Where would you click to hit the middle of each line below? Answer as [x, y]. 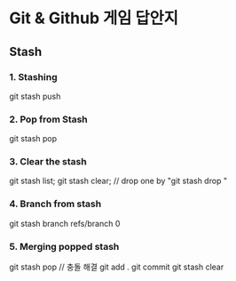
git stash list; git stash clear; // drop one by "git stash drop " [118, 181]
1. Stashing [33, 76]
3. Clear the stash [48, 162]
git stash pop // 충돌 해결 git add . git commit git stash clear [117, 267]
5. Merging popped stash [64, 246]
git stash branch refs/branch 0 [65, 223]
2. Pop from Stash [49, 119]
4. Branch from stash [55, 204]
